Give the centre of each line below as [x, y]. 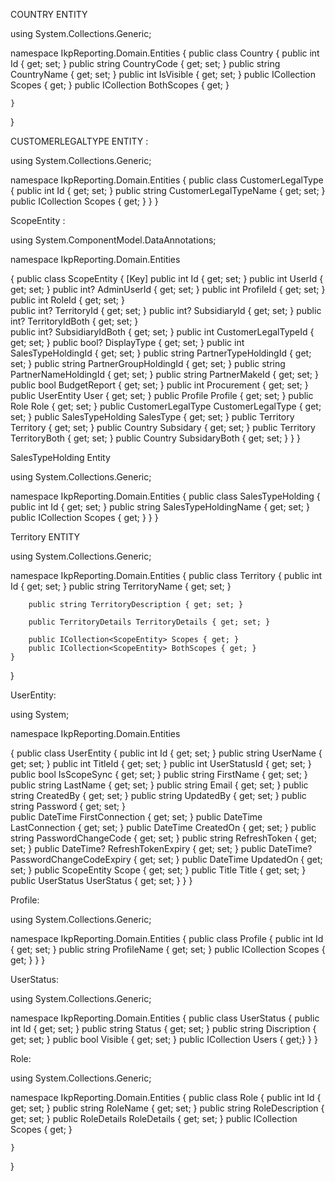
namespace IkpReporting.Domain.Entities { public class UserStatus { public [165, 1018]
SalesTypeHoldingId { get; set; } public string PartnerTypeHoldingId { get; [161, 353]
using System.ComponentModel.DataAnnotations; [113, 240]
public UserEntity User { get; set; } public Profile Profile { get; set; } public [162, 395]
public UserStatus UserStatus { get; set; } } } [101, 880]
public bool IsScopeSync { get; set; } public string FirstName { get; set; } [159, 774]
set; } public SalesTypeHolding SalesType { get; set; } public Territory [152, 417]
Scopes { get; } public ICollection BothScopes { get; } [120, 85]
